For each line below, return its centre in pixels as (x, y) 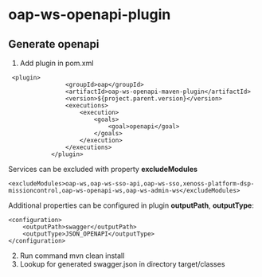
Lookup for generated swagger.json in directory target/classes (122, 264)
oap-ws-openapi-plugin (90, 15)
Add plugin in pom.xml (57, 63)
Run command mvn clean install (72, 256)
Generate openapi (54, 44)
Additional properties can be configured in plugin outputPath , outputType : (131, 205)
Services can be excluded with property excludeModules (103, 169)
